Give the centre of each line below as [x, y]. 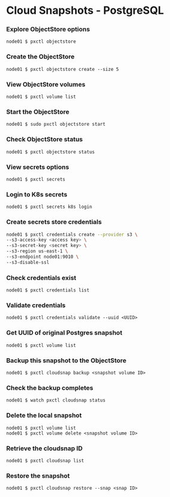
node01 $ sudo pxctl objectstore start [56, 124]
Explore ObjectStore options [48, 29]
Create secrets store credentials [54, 222]
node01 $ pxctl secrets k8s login [49, 207]
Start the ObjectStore [38, 112]
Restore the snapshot [38, 475]
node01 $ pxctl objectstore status [51, 152]
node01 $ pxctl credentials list [48, 290]
